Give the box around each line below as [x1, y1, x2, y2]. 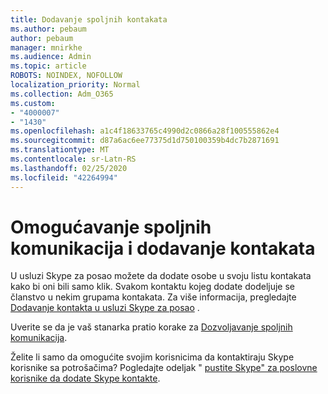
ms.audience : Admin [10, 52, 92, 62]
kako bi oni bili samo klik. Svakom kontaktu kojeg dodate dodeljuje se [10, 281, 296, 293]
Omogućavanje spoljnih [10, 216, 212, 238]
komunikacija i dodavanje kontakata [10, 237, 316, 260]
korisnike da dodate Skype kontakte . [10, 372, 161, 385]
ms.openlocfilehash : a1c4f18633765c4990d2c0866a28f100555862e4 [10, 126, 280, 136]
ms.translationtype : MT [10, 145, 110, 155]
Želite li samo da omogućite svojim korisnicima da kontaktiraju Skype [10, 351, 295, 363]
